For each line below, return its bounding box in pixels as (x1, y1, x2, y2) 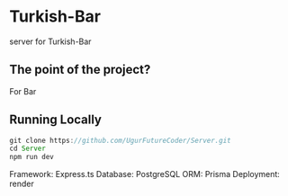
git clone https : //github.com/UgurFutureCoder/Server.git (9, 136, 231, 145)
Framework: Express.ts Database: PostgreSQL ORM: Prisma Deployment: (9, 169, 281, 180)
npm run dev (9, 153, 54, 162)
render (9, 178, 34, 190)
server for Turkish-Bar (9, 36, 92, 47)
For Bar (9, 85, 37, 96)
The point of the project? (9, 62, 151, 77)
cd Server (9, 144, 47, 154)
